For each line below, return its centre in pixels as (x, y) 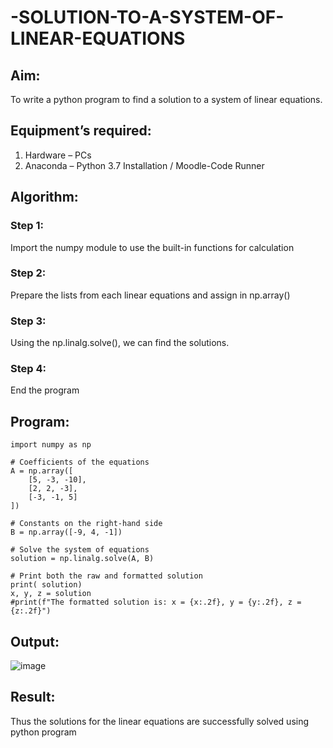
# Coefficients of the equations (80, 462)
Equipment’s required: (81, 131)
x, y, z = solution (51, 594)
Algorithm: (44, 197)
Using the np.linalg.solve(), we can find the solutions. (120, 343)
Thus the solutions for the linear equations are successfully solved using (160, 721)
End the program (45, 390)
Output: (35, 641)
